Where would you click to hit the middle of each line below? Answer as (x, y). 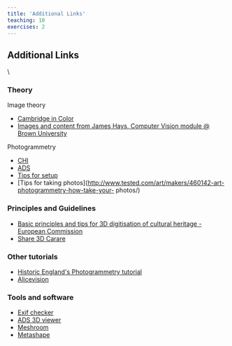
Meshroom (33, 327)
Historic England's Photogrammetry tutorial (79, 272)
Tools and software (41, 297)
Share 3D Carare (42, 238)
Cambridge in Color (46, 119)
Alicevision (33, 280)
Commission (65, 231)
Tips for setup (37, 175)
